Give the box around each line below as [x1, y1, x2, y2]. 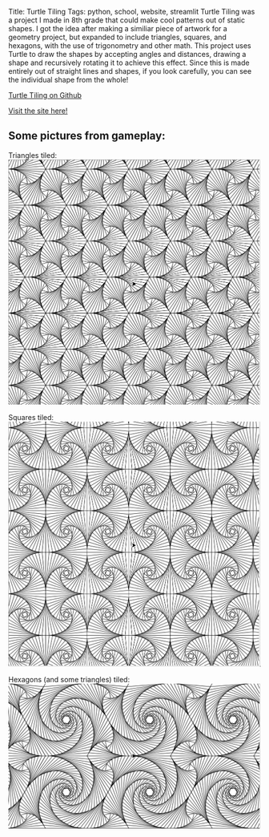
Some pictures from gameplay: [8, 129, 166, 143]
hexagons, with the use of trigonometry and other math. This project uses [8, 41, 251, 51]
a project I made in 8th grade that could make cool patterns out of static [8, 15, 246, 25]
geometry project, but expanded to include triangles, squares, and [8, 32, 227, 42]
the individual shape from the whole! [8, 75, 129, 84]
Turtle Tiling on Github [8, 91, 82, 99]
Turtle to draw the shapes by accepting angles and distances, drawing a [8, 50, 247, 59]
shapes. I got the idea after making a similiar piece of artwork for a [8, 24, 228, 33]
